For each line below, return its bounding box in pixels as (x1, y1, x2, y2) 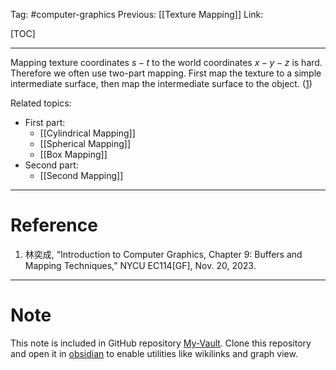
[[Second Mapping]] (39, 170, 124, 181)
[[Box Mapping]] (39, 149, 108, 160)
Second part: (24, 159, 79, 171)
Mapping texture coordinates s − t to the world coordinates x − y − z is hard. (10, 57, 323, 68)
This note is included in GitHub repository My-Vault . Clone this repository (10, 337, 312, 349)
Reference (10, 214, 98, 237)
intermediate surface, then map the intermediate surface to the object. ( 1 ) (10, 78, 313, 89)
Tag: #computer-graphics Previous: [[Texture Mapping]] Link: (10, 9, 264, 20)
